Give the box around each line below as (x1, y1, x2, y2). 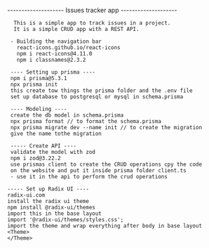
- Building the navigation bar (10, 38, 102, 45)
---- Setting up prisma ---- (10, 69, 96, 76)
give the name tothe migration (10, 130, 102, 137)
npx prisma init (10, 81, 58, 88)
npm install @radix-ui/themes (7, 204, 96, 211)
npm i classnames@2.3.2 (16, 56, 86, 63)
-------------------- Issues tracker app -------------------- (7, 6, 177, 14)
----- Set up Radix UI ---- (7, 185, 90, 192)
